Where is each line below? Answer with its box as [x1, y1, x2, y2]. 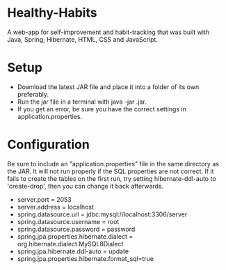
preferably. [17, 90, 49, 98]
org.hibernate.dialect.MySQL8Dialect [17, 239, 124, 248]
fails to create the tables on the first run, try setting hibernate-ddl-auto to [7, 174, 217, 182]
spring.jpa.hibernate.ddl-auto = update [17, 247, 129, 255]
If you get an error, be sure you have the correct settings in [17, 104, 186, 113]
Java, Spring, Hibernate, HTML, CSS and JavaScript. [7, 35, 159, 43]
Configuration [7, 137, 90, 152]
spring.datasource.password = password [17, 225, 136, 233]
